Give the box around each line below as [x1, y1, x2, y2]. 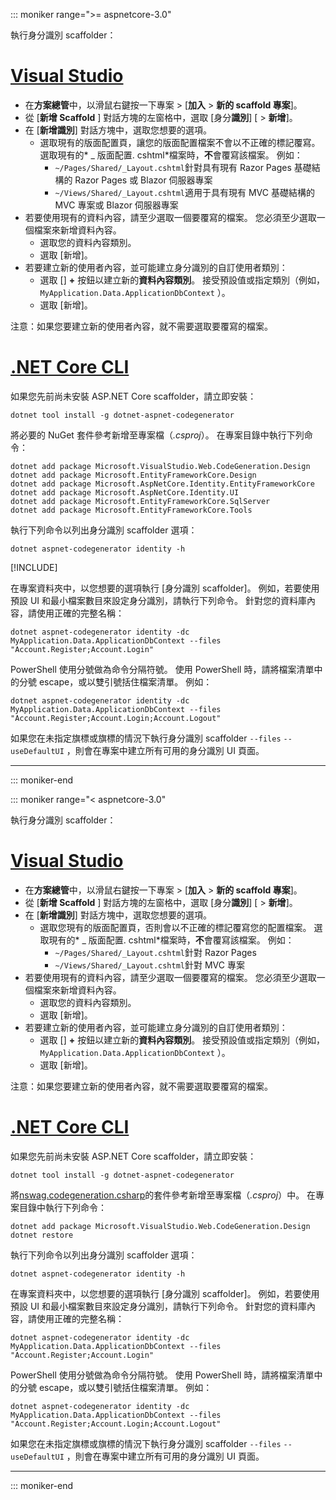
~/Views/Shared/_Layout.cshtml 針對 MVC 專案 [54, 959, 245, 971]
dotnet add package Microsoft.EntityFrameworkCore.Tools [10, 505, 253, 515]
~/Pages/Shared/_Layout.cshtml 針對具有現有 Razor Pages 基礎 [54, 161, 312, 173]
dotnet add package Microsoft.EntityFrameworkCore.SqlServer [10, 496, 271, 506]
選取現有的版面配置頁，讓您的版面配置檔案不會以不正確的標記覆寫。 [39, 136, 321, 148]
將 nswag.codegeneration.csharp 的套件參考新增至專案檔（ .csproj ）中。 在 [10, 1189, 317, 1201]
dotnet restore [10, 1230, 74, 1240]
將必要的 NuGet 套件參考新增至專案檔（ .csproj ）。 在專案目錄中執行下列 [10, 429, 305, 441]
